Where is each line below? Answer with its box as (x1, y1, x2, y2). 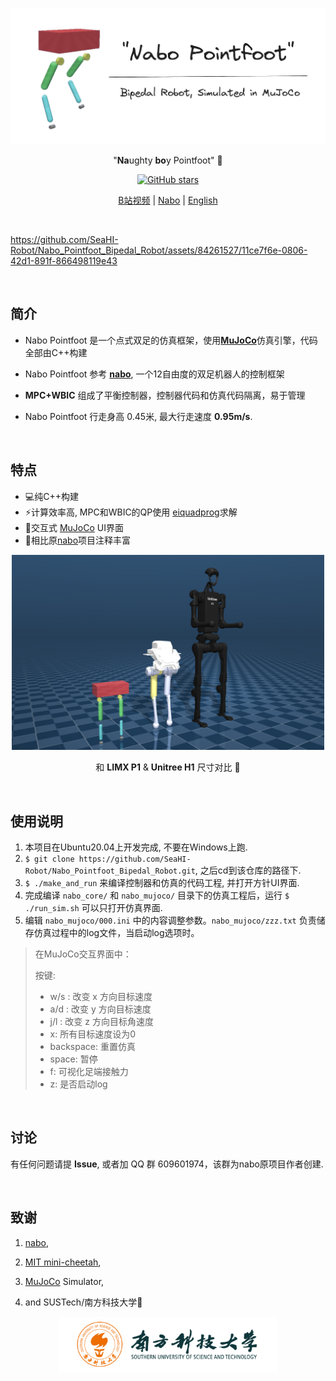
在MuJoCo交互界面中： (34, 948, 132, 960)
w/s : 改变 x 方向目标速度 (49, 990, 153, 1002)
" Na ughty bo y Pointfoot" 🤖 (113, 154, 223, 167)
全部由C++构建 (24, 346, 88, 358)
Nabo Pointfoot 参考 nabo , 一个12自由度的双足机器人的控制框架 (24, 368, 285, 380)
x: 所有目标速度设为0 (49, 1028, 137, 1040)
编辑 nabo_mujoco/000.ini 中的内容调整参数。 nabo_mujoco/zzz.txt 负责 (24, 914, 317, 926)
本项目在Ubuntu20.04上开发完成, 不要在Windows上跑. (24, 841, 248, 853)
